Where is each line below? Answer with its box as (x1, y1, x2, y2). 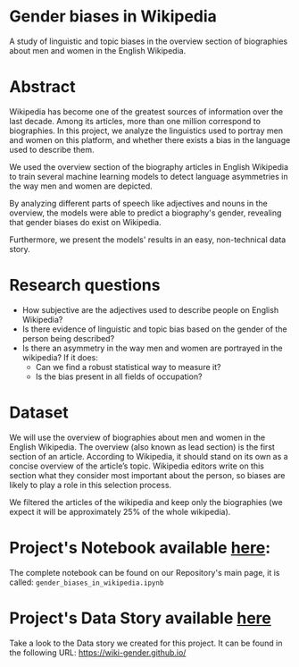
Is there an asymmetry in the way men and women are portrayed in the (21, 342, 283, 353)
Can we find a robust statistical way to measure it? (35, 361, 221, 372)
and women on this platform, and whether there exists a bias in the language (9, 134, 291, 145)
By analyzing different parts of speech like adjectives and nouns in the (9, 198, 268, 208)
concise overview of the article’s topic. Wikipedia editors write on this (9, 460, 265, 471)
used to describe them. (9, 144, 96, 155)
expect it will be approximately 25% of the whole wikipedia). (9, 506, 231, 517)
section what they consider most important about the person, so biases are (9, 469, 286, 480)
